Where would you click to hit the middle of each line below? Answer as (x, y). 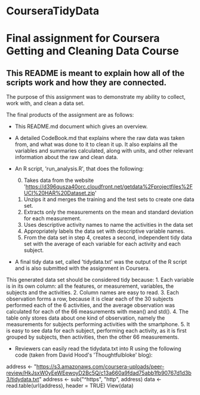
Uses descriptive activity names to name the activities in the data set (108, 225)
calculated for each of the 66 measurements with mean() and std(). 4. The (98, 312)
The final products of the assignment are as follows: (70, 115)
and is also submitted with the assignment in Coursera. (82, 268)
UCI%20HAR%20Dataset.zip (59, 193)
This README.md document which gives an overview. (81, 126)
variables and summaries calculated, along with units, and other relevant (104, 151)
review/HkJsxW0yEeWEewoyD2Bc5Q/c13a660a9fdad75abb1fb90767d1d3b (99, 373)
